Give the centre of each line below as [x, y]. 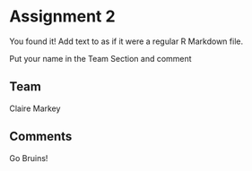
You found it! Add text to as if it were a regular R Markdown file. [126, 41]
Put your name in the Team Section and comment [100, 58]
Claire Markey [35, 108]
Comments [41, 137]
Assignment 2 [62, 17]
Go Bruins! [29, 158]
